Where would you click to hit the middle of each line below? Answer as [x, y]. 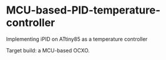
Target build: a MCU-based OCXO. [48, 50]
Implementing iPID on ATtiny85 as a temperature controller [77, 39]
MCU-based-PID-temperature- [83, 10]
